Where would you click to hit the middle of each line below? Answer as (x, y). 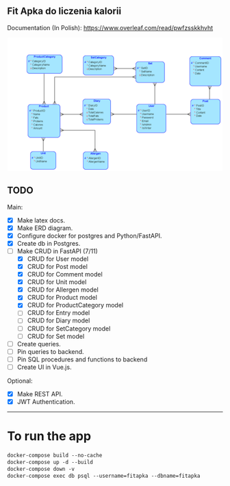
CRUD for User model (58, 259)
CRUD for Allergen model (63, 290)
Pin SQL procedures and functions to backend (82, 359)
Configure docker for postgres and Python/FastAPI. (89, 235)
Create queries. (39, 344)
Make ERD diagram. (45, 228)
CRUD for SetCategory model (69, 329)
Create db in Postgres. (49, 243)
